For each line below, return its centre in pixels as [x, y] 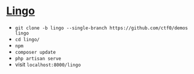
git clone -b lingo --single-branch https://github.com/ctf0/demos [101, 28]
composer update [35, 52]
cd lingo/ [27, 39]
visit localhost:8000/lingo [48, 64]
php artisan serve [38, 58]
